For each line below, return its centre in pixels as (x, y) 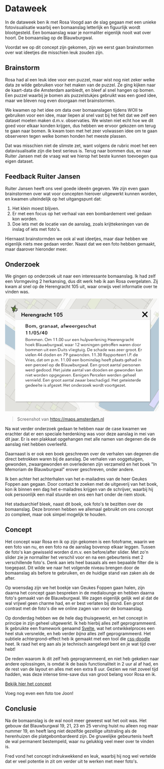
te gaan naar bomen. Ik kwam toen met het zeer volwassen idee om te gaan (81, 131)
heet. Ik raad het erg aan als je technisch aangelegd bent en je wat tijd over (81, 644)
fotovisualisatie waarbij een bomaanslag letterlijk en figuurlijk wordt (73, 27)
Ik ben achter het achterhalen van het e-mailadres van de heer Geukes (76, 479)
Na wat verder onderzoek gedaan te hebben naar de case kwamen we (76, 428)
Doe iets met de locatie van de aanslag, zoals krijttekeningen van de (81, 224)
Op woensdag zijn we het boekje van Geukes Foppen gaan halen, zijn (75, 587)
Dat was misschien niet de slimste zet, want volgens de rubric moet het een (81, 146)
